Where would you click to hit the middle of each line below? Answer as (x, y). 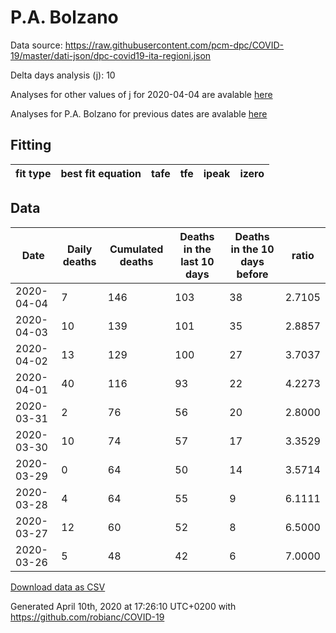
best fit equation (101, 173)
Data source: (36, 45)
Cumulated (136, 249)
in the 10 (252, 249)
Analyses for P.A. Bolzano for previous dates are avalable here (139, 113)
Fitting (31, 145)
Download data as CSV (58, 587)
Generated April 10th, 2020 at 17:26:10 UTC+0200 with (123, 606)
